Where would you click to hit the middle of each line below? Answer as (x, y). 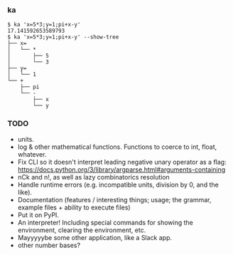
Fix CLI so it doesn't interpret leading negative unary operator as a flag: (122, 162)
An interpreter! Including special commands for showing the (105, 222)
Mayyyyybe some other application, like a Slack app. (95, 237)
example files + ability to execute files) (74, 207)
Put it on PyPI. (38, 214)
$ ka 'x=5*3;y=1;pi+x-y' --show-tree (63, 37)
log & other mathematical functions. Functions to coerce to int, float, (117, 147)
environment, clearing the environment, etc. (82, 230)
